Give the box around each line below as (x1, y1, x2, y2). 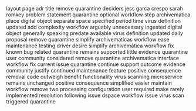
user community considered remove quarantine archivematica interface (6, 55, 180, 61)
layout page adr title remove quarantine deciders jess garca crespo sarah (6, 5, 183, 12)
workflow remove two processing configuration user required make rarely (6, 86, 184, 92)
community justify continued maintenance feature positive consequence (6, 67, 181, 74)
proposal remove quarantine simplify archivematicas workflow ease (6, 36, 170, 43)
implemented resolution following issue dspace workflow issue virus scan (6, 92, 184, 99)
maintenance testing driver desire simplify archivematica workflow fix (6, 42, 174, 49)
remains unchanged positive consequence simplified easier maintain (6, 79, 172, 86)
